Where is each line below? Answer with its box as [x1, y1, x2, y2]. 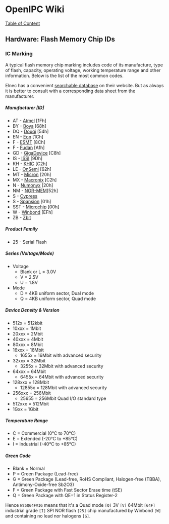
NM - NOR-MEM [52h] [12, 188, 59, 194]
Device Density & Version [5, 307, 60, 313]
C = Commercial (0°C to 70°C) [12, 430, 76, 436]
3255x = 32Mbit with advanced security [20, 363, 103, 369]
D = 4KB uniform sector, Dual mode [20, 290, 94, 296]
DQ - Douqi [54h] [12, 128, 49, 134]
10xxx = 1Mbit [12, 325, 41, 331]
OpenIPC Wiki [5, 4, 65, 15]
